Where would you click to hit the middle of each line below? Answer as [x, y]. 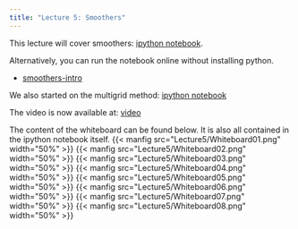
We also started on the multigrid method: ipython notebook [118, 95]
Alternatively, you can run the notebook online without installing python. [142, 60]
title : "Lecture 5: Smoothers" [68, 17]
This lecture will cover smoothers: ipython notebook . [106, 43]
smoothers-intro [52, 78]
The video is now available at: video [75, 112]
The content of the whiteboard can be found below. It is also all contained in [149, 130]
